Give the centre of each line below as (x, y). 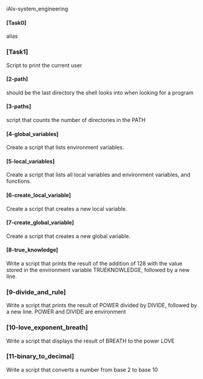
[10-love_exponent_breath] (47, 327)
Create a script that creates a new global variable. (68, 236)
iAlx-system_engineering (37, 9)
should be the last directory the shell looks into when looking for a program (100, 92)
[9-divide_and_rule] (36, 292)
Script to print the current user (44, 65)
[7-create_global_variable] (40, 223)
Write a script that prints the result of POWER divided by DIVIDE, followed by (102, 306)
